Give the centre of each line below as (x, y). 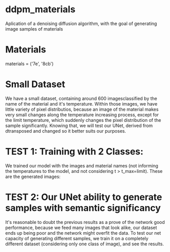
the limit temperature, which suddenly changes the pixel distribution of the (83, 120)
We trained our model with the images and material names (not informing (82, 166)
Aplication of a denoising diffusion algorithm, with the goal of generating (81, 23)
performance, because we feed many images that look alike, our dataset (81, 228)
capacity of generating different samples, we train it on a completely (77, 238)
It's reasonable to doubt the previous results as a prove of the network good (85, 222)
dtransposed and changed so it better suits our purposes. (66, 131)
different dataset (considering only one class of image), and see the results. (85, 244)
